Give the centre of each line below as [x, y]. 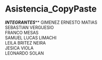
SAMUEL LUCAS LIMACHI [31, 38]
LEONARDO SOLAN [25, 53]
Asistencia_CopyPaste [51, 9]
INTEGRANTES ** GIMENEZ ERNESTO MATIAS [51, 22]
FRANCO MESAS [22, 32]
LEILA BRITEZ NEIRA [25, 43]
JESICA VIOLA [19, 48]
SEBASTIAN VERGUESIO [29, 27]
